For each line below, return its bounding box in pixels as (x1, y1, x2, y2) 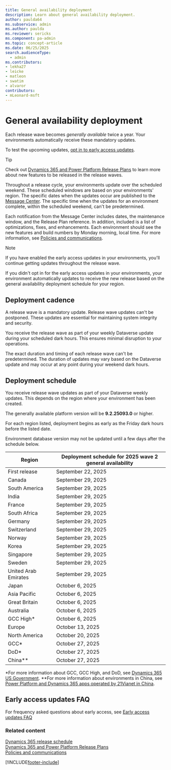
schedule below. (5, 441, 40, 447)
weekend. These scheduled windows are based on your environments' (5, 187, 154, 194)
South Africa (8, 509, 38, 516)
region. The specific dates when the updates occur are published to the (5, 193, 156, 199)
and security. (5, 320, 33, 326)
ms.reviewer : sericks (5, 31, 51, 36)
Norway (8, 534, 27, 541)
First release (8, 468, 38, 475)
